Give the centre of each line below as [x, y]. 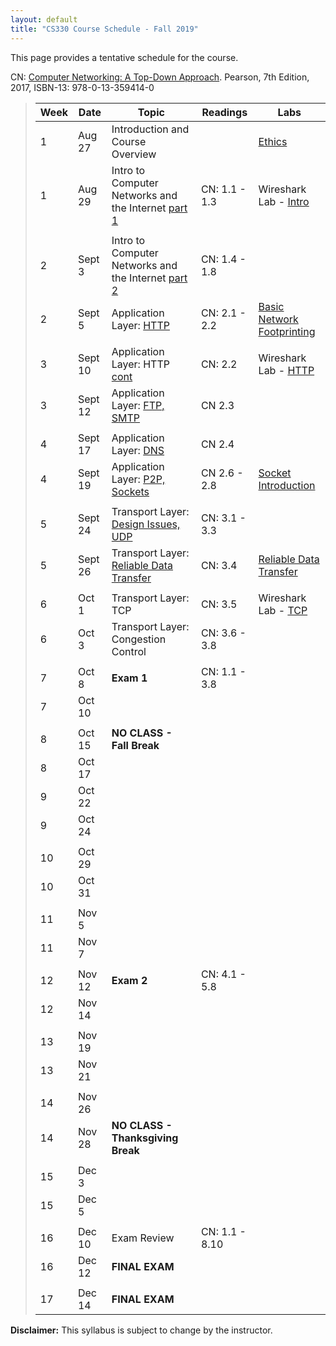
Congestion [139, 639]
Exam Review [143, 1238]
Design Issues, [146, 524]
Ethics [273, 141]
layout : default [44, 19]
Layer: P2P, [138, 479]
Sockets [130, 491]
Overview [134, 154]
